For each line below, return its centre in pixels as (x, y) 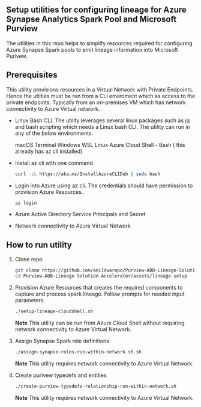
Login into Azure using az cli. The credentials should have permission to (104, 185)
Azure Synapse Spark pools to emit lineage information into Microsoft (92, 49)
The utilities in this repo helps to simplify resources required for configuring (100, 43)
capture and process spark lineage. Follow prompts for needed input (100, 294)
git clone (27, 270)
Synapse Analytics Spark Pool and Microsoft (91, 20)
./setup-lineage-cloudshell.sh (54, 311)
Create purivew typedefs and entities (61, 375)
